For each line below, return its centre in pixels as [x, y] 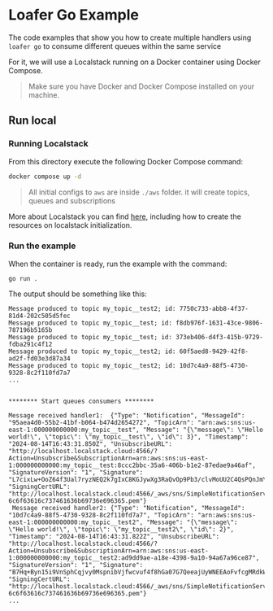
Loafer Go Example [74, 15]
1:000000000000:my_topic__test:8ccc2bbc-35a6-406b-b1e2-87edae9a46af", [132, 465]
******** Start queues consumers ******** [81, 401]
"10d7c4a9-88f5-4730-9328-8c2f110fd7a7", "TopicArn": [102, 515]
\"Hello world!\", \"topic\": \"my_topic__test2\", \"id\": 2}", [121, 529]
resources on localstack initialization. [70, 225]
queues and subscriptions [72, 200]
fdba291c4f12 [30, 344]
